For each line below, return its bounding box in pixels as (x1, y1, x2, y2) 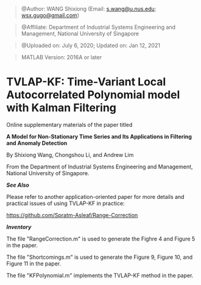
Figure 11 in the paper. (6, 259, 62, 267)
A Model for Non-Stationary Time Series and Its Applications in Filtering (6, 132, 192, 140)
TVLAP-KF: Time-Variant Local (6, 75, 166, 89)
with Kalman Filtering (6, 101, 117, 115)
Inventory (6, 223, 32, 231)
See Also (6, 181, 29, 189)
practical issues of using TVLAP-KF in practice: (6, 200, 125, 207)
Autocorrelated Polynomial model (6, 88, 180, 102)
